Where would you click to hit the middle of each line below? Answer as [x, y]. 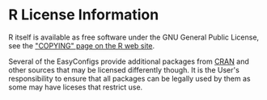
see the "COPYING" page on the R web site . [82, 45]
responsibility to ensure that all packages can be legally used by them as [129, 78]
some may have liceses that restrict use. [76, 87]
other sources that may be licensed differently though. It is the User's [124, 69]
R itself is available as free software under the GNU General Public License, [134, 37]
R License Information [84, 15]
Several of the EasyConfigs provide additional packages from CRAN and [129, 61]
